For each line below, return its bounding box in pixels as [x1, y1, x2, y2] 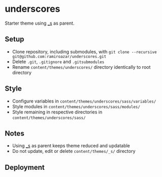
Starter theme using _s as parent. [5, 20, 75, 26]
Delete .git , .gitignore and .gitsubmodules [12, 58, 105, 65]
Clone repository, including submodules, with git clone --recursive [12, 48, 157, 54]
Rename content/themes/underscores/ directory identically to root [12, 64, 151, 70]
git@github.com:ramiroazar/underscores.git [12, 54, 107, 59]
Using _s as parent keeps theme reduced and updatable [12, 143, 130, 149]
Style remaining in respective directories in [12, 109, 103, 115]
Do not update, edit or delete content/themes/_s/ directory [12, 148, 136, 154]
